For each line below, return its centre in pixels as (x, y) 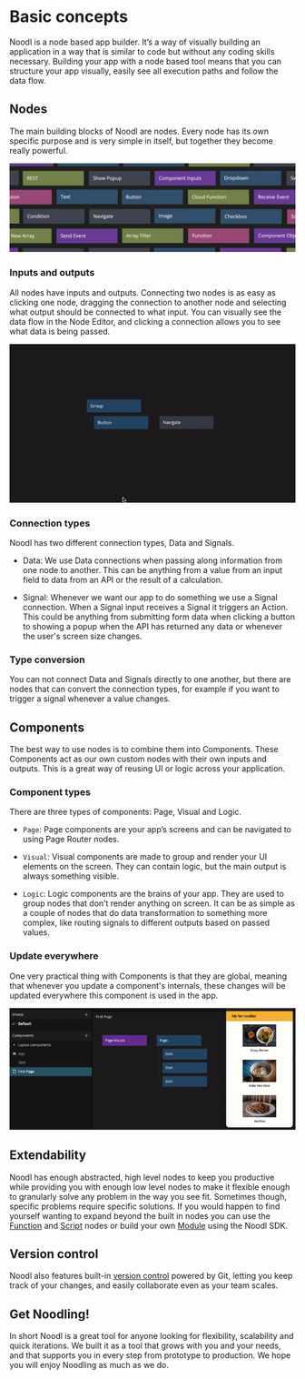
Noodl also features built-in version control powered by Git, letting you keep (151, 1276)
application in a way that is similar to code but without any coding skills (142, 51)
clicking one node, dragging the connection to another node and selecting (148, 302)
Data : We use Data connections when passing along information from (152, 560)
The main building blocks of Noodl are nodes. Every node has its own (139, 131)
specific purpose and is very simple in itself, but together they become (142, 141)
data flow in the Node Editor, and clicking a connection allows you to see (145, 321)
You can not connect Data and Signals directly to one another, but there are (150, 679)
